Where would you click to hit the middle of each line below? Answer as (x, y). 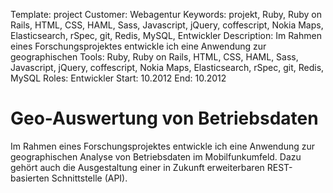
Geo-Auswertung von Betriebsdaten (164, 118)
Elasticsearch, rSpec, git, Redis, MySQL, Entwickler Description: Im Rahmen (166, 35)
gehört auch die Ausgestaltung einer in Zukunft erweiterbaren (137, 167)
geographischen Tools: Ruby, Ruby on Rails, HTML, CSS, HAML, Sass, (154, 57)
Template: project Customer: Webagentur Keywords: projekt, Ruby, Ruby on (166, 14)
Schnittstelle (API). (89, 178)
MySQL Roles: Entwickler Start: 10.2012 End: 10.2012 (118, 78)
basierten (30, 178)
